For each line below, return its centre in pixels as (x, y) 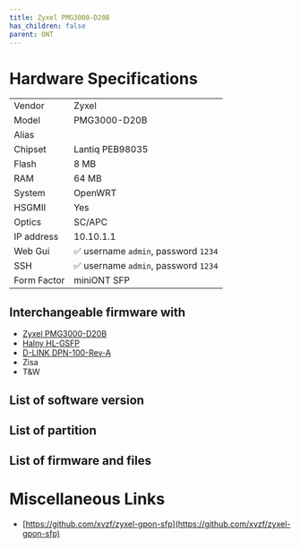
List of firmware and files (81, 461)
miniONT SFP (101, 280)
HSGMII (30, 208)
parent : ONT (31, 34)
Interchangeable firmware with (98, 312)
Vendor (29, 106)
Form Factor (39, 280)
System (30, 193)
